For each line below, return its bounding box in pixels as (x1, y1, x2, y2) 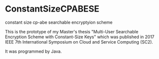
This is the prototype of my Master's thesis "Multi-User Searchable (5, 29, 139, 34)
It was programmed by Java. (5, 48, 62, 54)
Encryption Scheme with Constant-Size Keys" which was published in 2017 (5, 34, 155, 40)
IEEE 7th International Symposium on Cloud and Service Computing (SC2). (5, 39, 153, 44)
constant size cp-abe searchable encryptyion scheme (5, 19, 113, 25)
